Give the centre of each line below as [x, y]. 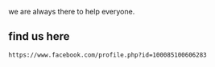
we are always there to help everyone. [72, 12]
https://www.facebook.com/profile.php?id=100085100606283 [107, 55]
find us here [39, 36]
